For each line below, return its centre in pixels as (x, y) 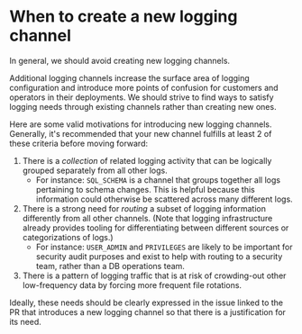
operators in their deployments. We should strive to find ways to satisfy (142, 97)
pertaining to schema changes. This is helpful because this (145, 189)
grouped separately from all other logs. (95, 170)
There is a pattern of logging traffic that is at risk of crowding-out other (154, 275)
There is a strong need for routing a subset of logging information (144, 208)
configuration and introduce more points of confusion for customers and (144, 87)
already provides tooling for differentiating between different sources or (156, 228)
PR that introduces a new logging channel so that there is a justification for (148, 311)
